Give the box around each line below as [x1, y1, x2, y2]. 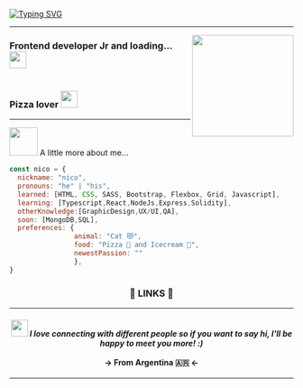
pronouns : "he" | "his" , [17, 181, 111, 191]
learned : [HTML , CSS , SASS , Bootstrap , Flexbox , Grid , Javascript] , [17, 189, 280, 199]
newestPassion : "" [73, 249, 143, 258]
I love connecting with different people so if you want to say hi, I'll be [29, 328, 293, 338]
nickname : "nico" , [17, 173, 87, 182]
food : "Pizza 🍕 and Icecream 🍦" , [73, 240, 200, 250]
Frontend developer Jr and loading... [9, 39, 173, 51]
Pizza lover [9, 97, 60, 110]
